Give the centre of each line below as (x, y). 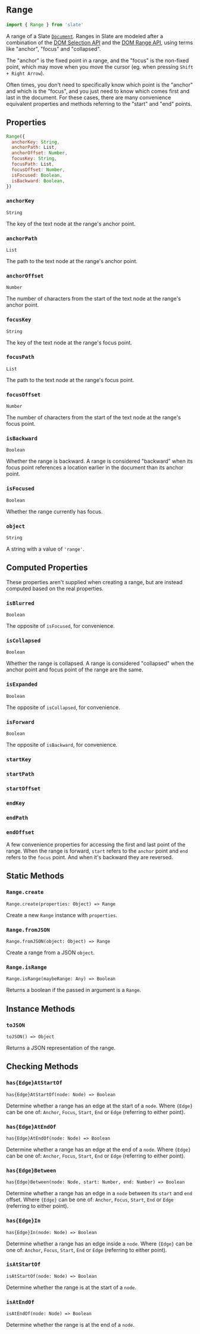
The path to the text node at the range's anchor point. (72, 261)
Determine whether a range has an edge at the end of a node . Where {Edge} (99, 1149)
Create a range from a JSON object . (51, 953)
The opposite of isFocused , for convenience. (60, 626)
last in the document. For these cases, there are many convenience (89, 97)
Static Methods (35, 876)
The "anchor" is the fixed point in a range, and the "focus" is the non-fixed (98, 60)
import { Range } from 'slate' (45, 25)
